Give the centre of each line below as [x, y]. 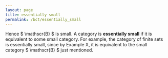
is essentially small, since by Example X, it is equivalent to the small [76, 45]
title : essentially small [33, 15]
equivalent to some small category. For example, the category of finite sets [84, 39]
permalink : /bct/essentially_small [43, 19]
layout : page [19, 10]
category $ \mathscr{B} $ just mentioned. [49, 50]
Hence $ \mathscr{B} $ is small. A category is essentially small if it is [79, 34]
